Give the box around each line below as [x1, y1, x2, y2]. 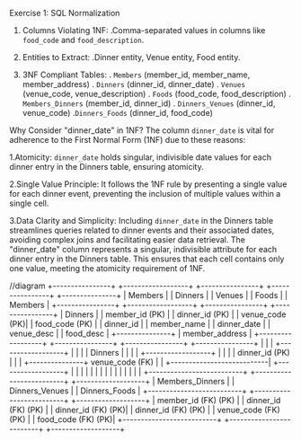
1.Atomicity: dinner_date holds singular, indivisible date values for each [9, 152, 272, 163]
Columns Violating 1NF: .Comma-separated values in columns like [22, 25, 266, 35]
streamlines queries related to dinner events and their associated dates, [9, 225, 275, 235]
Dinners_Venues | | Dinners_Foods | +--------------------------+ [9, 385, 248, 396]
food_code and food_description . [22, 35, 145, 45]
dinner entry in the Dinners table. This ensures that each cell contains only [9, 253, 285, 264]
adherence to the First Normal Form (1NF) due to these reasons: [9, 135, 246, 145]
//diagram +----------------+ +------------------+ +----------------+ [9, 280, 265, 291]
